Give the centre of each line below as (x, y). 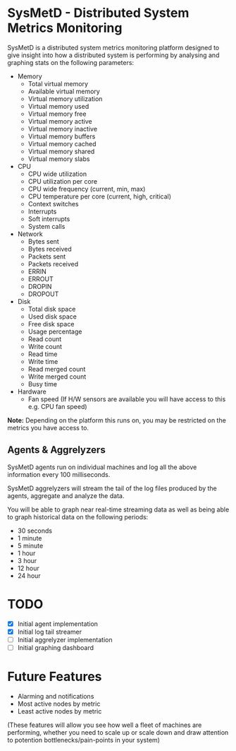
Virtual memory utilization (65, 99)
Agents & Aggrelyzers (56, 450)
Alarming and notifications (56, 696)
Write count (45, 346)
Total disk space (52, 309)
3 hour (27, 560)
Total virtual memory (58, 83)
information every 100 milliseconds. (59, 474)
